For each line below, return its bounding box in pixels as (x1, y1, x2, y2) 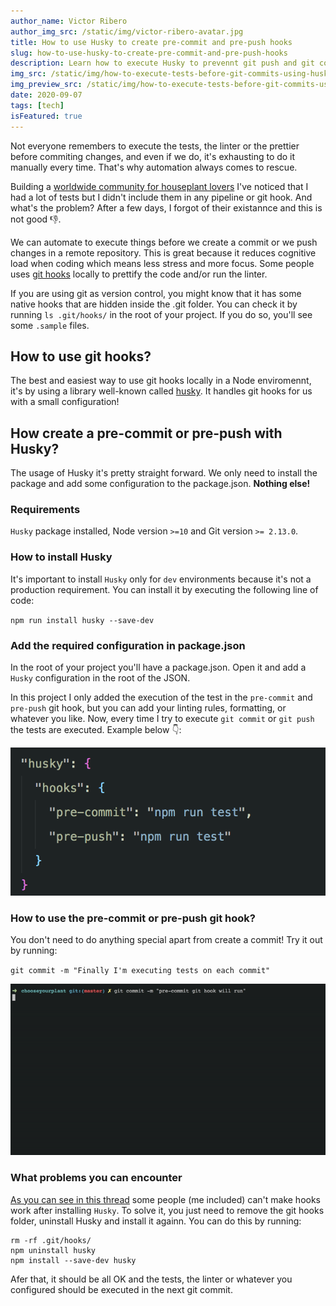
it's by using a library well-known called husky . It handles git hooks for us (10, 385, 313, 397)
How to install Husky (10, 550, 113, 564)
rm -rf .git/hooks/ (10, 1235, 92, 1245)
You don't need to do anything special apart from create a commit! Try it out (10, 934, 323, 946)
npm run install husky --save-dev (10, 615, 155, 625)
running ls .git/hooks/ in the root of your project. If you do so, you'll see (10, 308, 313, 320)
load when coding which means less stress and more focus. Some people (10, 257, 315, 269)
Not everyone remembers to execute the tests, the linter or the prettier (10, 140, 300, 152)
